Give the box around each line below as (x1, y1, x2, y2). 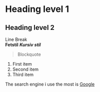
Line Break (5, 36, 27, 42)
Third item (12, 72, 34, 78)
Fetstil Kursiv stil (5, 42, 41, 48)
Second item (12, 66, 39, 72)
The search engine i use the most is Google (5, 81, 95, 87)
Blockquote (17, 51, 41, 57)
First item (12, 61, 32, 67)
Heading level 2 (5, 23, 55, 32)
